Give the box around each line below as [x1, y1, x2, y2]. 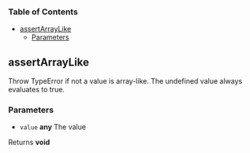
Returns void [8, 137, 50, 147]
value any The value [19, 122, 87, 132]
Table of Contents [8, 6, 79, 17]
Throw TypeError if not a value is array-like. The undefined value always [8, 76, 243, 86]
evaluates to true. [8, 85, 65, 95]
